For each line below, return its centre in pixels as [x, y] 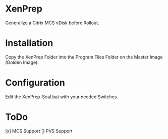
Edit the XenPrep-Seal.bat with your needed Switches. [62, 97]
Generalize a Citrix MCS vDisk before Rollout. [52, 23]
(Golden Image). [22, 62]
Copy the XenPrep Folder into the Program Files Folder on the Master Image [84, 57]
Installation [29, 43]
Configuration [35, 83]
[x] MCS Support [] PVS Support [39, 131]
